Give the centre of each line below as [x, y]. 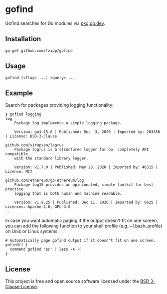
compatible [17, 154]
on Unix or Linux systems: [32, 231]
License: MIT [19, 172]
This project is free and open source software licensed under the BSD [77, 281]
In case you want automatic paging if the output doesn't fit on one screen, [82, 220]
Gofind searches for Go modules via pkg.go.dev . [55, 23]
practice [14, 189]
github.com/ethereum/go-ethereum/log [45, 180]
